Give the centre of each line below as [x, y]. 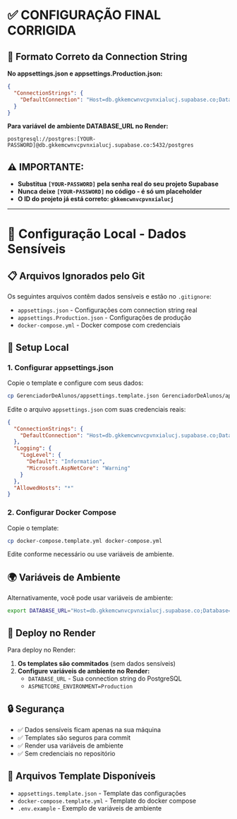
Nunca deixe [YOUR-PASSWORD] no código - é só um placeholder [110, 191]
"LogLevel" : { [41, 455]
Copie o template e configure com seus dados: [75, 383]
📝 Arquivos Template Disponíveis [82, 776]
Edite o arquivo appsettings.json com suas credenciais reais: [97, 409]
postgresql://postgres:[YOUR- [52, 139]
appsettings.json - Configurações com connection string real [107, 310]
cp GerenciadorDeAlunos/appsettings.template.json [83, 395]
